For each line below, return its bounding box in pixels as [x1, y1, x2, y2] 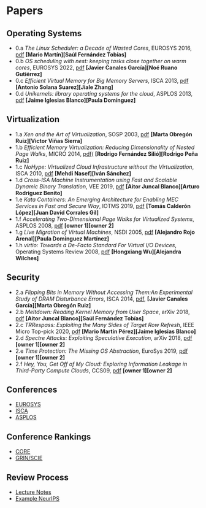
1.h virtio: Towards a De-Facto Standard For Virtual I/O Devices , [15, 241, 177, 248]
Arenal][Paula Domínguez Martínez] [15, 234, 109, 242]
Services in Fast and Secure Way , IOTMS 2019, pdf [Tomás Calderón [15, 202, 191, 209]
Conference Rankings [6, 431, 91, 442]
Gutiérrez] [15, 71, 42, 77]
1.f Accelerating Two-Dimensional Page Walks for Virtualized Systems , [15, 215, 194, 223]
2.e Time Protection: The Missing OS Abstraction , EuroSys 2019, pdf [15, 347, 188, 355]
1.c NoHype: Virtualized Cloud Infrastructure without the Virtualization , [15, 163, 194, 171]
